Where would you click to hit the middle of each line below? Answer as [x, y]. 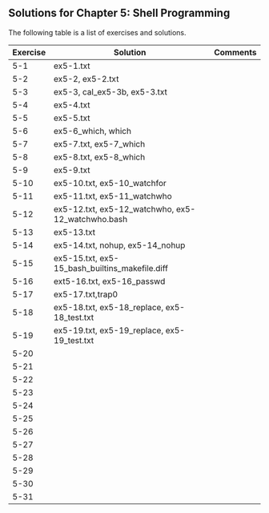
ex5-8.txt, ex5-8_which [99, 157]
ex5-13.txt [74, 232]
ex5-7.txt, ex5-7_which [99, 143]
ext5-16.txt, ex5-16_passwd [109, 281]
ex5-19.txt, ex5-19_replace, [108, 330]
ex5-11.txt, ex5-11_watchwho [112, 196]
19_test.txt [74, 340]
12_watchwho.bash [90, 219]
